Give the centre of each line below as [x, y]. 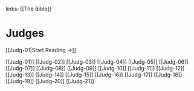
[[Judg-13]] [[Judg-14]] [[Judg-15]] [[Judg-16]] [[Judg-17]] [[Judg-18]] [94, 75]
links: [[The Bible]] [29, 9]
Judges [25, 33]
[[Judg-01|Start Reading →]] [41, 50]
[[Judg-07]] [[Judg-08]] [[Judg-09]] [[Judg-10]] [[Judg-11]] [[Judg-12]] [95, 68]
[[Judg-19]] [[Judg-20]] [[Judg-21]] [50, 81]
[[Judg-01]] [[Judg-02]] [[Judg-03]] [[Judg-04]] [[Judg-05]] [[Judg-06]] [97, 62]
